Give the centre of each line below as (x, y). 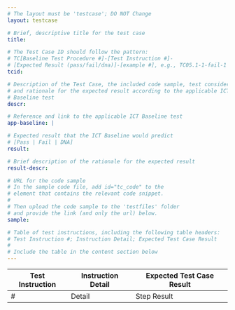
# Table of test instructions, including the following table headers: (114, 232)
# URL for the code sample (47, 181)
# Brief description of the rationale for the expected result (101, 161)
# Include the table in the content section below (83, 252)
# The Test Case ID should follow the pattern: (78, 52)
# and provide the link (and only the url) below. (83, 213)
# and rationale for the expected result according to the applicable (112, 91)
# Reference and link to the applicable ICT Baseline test (95, 116)
